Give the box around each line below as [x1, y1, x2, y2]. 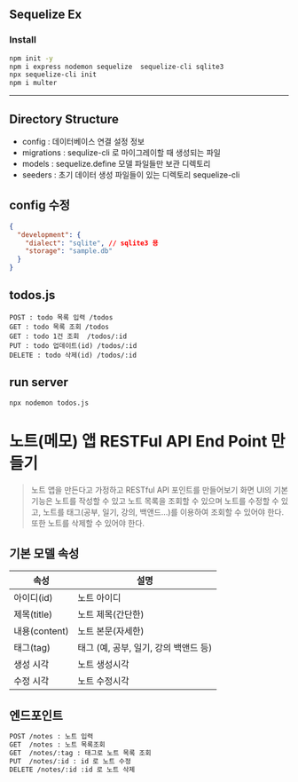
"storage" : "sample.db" [25, 247, 114, 256]
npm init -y [9, 53, 53, 63]
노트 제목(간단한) [77, 608, 145, 620]
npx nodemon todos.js [9, 399, 90, 407]
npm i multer [9, 79, 58, 88]
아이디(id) [13, 592, 53, 604]
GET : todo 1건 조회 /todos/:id [9, 332, 127, 341]
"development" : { [17, 230, 82, 239]
